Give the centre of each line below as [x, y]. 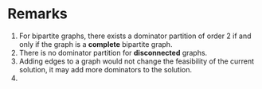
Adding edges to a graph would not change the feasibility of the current [137, 61]
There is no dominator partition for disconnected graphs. [113, 52]
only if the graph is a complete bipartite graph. [96, 44]
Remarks [38, 14]
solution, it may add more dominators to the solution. [106, 69]
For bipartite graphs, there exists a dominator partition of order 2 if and [135, 36]
